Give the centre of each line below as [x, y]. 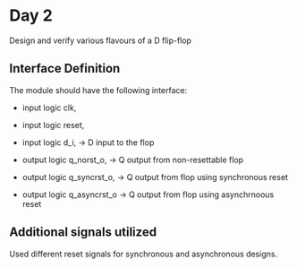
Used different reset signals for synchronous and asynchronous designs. [144, 254]
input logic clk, [49, 108]
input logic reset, [53, 125]
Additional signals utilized [83, 233]
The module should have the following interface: [98, 90]
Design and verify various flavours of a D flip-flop [101, 40]
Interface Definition [65, 69]
